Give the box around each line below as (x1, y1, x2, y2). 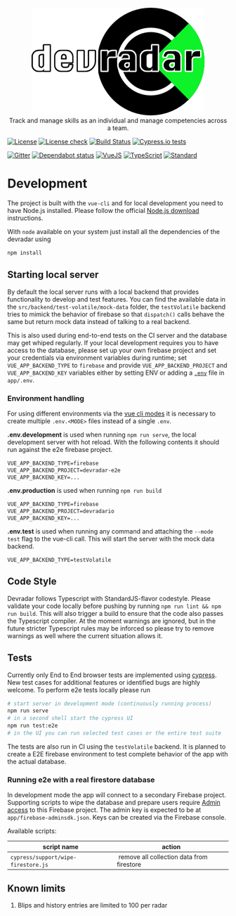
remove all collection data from (118, 852, 209, 861)
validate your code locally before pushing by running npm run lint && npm (7, 602, 221, 610)
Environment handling (7, 393, 84, 403)
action (161, 842, 181, 851)
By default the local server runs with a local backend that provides (7, 288, 199, 296)
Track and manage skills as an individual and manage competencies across (8, 117, 228, 124)
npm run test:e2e (7, 722, 58, 730)
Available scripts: (7, 827, 57, 835)
